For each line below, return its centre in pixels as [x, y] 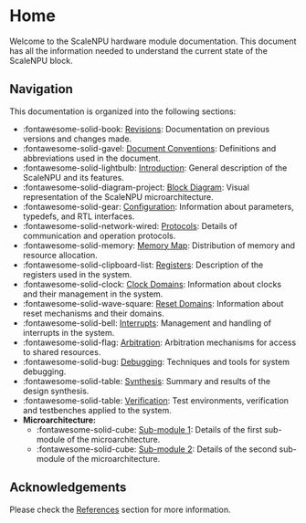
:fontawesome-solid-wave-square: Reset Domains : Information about [153, 303]
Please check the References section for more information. [120, 509]
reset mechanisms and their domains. [93, 313]
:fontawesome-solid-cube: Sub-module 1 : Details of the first [149, 429]
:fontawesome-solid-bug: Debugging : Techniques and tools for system [156, 361]
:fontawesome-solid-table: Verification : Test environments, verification [156, 400]
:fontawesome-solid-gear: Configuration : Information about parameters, [158, 206]
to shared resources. [62, 351]
